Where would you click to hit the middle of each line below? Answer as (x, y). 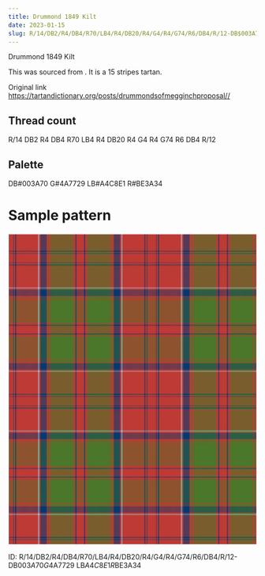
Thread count (42, 120)
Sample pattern (60, 215)
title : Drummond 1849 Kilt (52, 17)
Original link (28, 88)
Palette (26, 165)
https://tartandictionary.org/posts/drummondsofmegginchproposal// (119, 96)
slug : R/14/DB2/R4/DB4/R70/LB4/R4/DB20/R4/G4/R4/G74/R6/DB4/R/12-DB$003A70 (135, 33)
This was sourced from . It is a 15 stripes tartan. (85, 72)
